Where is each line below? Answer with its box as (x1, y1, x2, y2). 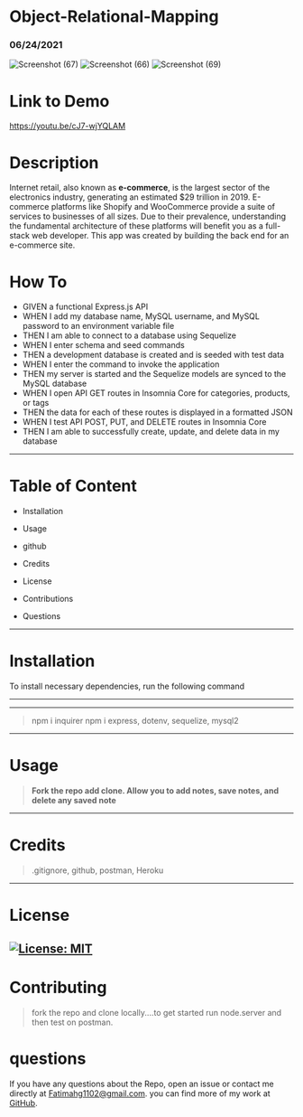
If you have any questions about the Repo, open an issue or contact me (9, 1078, 274, 1089)
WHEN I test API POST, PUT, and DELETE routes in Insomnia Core (22, 417, 267, 427)
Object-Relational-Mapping (9, 6, 219, 27)
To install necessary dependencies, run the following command (9, 681, 245, 692)
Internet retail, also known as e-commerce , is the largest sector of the (9, 183, 271, 193)
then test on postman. (31, 1017, 114, 1028)
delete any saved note (31, 795, 117, 806)
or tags (22, 398, 50, 408)
